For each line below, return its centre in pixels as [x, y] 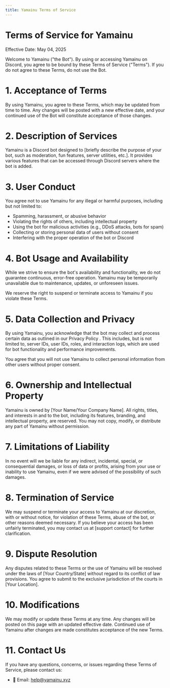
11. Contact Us [36, 651]
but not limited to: [24, 206]
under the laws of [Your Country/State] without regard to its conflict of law [83, 574]
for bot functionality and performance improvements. [61, 350]
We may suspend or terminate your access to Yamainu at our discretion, [81, 512]
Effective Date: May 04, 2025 [36, 49]
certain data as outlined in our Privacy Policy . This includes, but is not [79, 338]
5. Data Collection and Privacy [70, 319]
